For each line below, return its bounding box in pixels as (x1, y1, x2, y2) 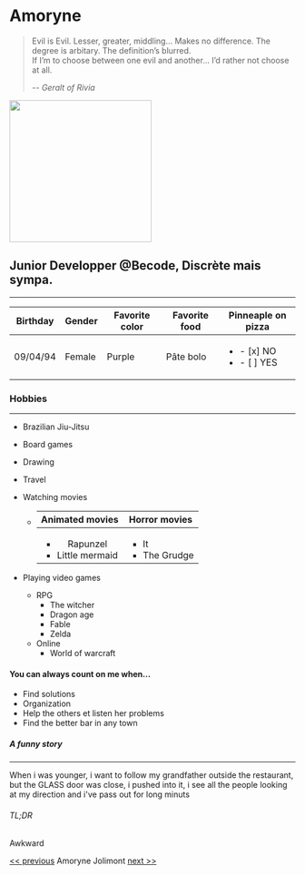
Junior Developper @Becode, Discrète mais (9, 258, 261, 273)
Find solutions (22, 689, 75, 700)
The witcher (49, 600, 95, 611)
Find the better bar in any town (22, 718, 138, 729)
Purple (106, 350, 135, 363)
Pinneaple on (228, 309, 287, 321)
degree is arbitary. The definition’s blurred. (31, 44, 192, 55)
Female (64, 350, 97, 363)
